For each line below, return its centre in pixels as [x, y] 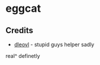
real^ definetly [23, 56]
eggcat [23, 9]
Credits [20, 30]
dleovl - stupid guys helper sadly [54, 44]
